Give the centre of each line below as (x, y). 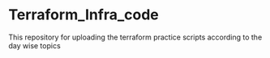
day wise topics (34, 45)
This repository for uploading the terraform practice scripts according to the (135, 37)
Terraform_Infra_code (84, 15)
